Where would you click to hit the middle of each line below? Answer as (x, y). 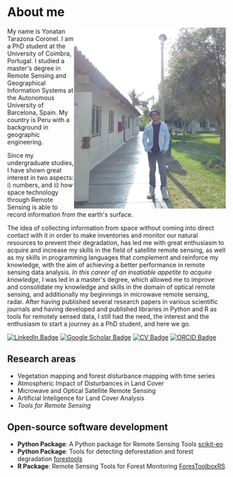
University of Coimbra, (40, 53)
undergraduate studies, (41, 162)
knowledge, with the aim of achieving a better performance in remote (106, 265)
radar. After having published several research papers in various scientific (113, 301)
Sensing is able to (33, 207)
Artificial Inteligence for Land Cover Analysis (81, 398)
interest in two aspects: (41, 177)
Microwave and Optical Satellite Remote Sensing (86, 390)
